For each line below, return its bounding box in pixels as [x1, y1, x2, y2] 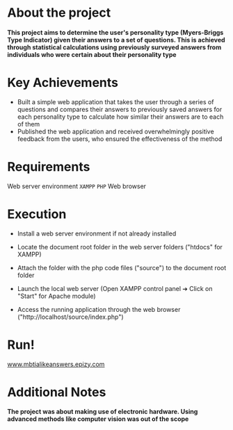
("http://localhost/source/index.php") [17, 313, 124, 321]
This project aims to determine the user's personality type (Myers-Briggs [7, 28, 224, 36]
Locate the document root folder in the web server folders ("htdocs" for [17, 242, 223, 251]
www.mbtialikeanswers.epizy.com [7, 360, 105, 368]
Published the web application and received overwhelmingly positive [17, 127, 214, 135]
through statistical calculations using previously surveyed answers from [7, 43, 222, 51]
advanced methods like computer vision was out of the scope [7, 415, 189, 423]
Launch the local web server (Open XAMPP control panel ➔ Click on [17, 284, 214, 292]
